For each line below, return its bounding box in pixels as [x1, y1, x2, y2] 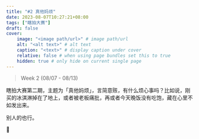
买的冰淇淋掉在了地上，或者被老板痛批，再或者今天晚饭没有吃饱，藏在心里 [6, 94, 188, 101]
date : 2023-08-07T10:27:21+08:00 [6, 14, 89, 20]
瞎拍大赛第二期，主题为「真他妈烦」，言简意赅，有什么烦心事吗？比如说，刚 [6, 86, 191, 93]
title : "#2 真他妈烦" [6, 8, 56, 15]
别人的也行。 [6, 114, 37, 121]
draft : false [6, 25, 38, 31]
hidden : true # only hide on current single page [17, 58, 142, 64]
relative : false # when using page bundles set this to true [17, 53, 171, 59]
